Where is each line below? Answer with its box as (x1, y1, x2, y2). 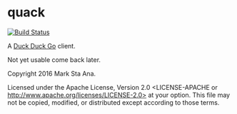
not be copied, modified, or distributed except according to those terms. (7, 98, 220, 107)
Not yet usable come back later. (7, 55, 101, 64)
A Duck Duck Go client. (7, 41, 76, 50)
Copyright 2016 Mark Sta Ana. (7, 69, 96, 78)
